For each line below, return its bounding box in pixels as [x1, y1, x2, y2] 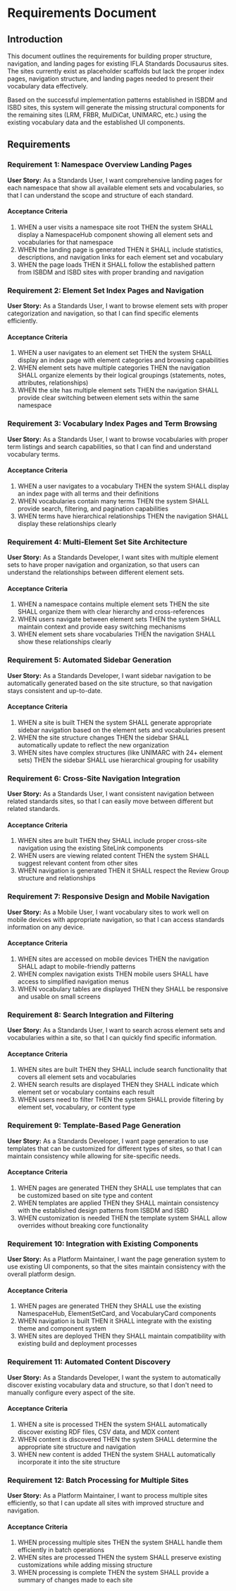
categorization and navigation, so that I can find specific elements [7, 309, 199, 317]
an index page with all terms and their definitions [17, 489, 159, 498]
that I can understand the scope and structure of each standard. [7, 191, 194, 199]
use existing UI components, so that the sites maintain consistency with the [7, 1262, 226, 1271]
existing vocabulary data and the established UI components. [7, 118, 185, 127]
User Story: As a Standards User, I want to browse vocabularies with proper [7, 435, 228, 443]
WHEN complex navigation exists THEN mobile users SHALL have [17, 969, 209, 978]
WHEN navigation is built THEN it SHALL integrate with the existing [17, 1317, 212, 1325]
